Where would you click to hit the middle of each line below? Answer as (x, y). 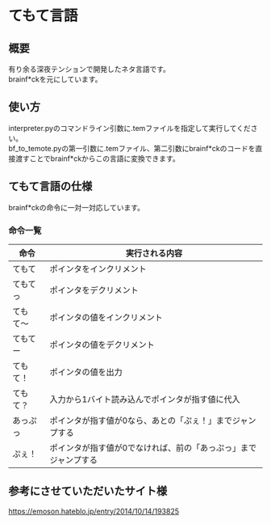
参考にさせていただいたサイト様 (88, 491)
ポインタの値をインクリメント (106, 317)
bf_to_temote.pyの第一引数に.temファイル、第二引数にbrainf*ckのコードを (132, 148)
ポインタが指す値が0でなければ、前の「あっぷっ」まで (153, 447)
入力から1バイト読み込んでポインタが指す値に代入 (145, 399)
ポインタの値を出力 (86, 372)
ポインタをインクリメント (98, 268)
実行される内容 (154, 253)
